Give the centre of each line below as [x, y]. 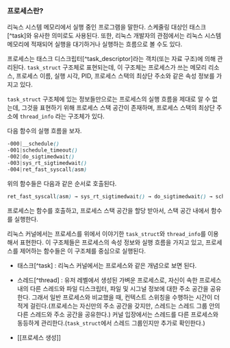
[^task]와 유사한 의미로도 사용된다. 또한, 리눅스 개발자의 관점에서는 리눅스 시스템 [114, 36]
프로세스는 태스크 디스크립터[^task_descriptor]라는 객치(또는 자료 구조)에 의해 [112, 59]
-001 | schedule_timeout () [42, 150]
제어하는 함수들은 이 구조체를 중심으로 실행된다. [82, 251]
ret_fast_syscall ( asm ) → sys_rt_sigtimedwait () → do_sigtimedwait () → [110, 196]
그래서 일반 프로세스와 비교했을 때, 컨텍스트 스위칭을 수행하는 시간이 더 [126, 297]
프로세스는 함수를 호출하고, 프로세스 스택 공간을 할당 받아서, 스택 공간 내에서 [108, 210]
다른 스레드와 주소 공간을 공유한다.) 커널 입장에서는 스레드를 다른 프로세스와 [118, 314]
